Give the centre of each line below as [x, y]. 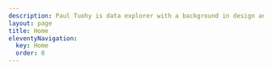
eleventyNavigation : [43, 38]
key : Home [32, 46]
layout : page [30, 23]
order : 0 [30, 53]
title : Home [28, 31]
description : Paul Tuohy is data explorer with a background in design [132, 16]
